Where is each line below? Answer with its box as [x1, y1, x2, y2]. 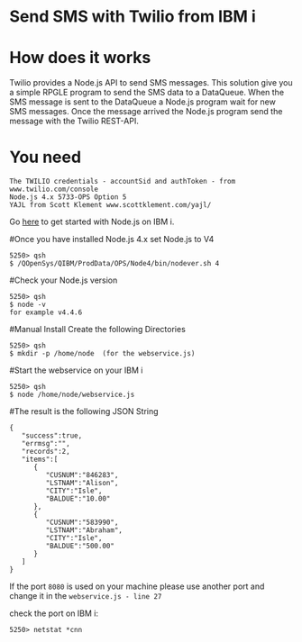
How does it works [9, 48, 151, 68]
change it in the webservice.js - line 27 [9, 591, 162, 601]
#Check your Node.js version [9, 275, 118, 285]
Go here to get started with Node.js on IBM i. [9, 216, 175, 227]
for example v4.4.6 [9, 308, 83, 317]
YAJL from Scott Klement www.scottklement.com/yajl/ [9, 201, 212, 210]
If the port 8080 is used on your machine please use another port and [9, 581, 265, 592]
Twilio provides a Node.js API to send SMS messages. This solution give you [9, 77, 293, 88]
